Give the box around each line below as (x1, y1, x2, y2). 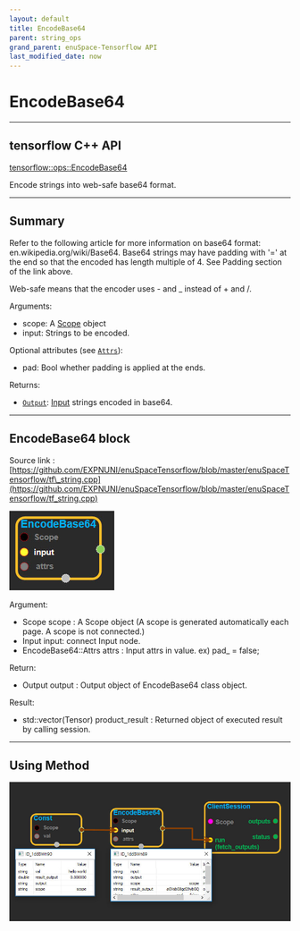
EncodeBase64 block (9, 431, 131, 446)
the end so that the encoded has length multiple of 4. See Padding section (9, 256, 283, 267)
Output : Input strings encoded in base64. (21, 396, 173, 407)
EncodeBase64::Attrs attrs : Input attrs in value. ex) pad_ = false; (21, 645, 260, 656)
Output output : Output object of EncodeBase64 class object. (21, 680, 247, 690)
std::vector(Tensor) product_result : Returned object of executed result (21, 714, 283, 724)
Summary (9, 214, 65, 229)
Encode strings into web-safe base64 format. (9, 179, 177, 190)
